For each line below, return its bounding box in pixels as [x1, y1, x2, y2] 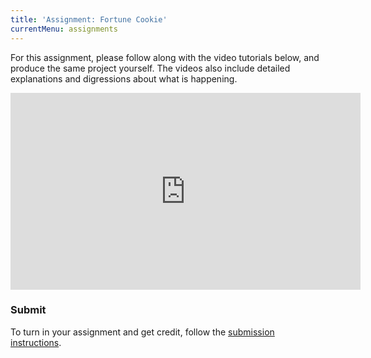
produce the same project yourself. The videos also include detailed [10, 62, 291, 74]
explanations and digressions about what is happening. [10, 72, 238, 85]
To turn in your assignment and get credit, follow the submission [10, 326, 275, 338]
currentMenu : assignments [10, 24, 118, 34]
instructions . [10, 336, 62, 348]
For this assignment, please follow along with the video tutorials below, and [10, 51, 320, 63]
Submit [10, 303, 47, 317]
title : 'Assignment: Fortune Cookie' [10, 14, 168, 25]
